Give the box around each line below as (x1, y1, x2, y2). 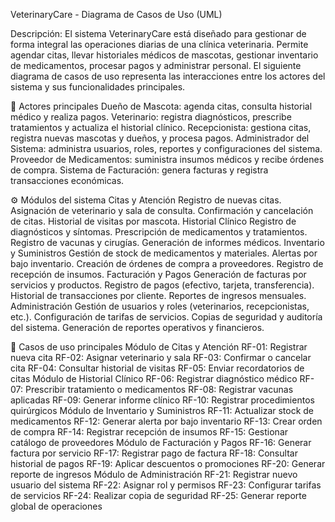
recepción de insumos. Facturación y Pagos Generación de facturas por (10, 269, 307, 280)
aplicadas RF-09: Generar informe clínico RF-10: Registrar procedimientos (10, 394, 315, 406)
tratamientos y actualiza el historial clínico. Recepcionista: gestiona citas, (10, 122, 312, 133)
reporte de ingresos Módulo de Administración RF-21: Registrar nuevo (10, 469, 298, 480)
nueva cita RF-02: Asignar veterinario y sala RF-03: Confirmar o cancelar (10, 352, 312, 363)
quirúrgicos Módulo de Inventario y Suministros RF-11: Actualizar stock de (10, 405, 315, 416)
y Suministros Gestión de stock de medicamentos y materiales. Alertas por (10, 247, 318, 259)
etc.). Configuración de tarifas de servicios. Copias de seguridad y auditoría (10, 311, 323, 323)
